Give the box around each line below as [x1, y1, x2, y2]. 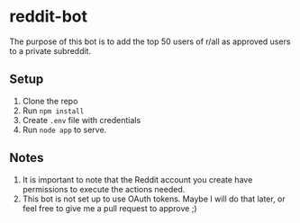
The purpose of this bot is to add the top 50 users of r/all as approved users [9, 36, 291, 47]
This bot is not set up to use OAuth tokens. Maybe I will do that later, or [22, 193, 286, 204]
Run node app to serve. [22, 124, 107, 135]
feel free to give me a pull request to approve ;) [22, 202, 197, 213]
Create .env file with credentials [22, 114, 141, 125]
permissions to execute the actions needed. [22, 183, 186, 194]
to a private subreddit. [9, 45, 92, 56]
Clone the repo [22, 95, 78, 106]
